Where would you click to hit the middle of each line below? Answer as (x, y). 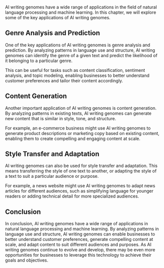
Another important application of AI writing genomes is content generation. (81, 108)
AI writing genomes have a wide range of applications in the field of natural (81, 7)
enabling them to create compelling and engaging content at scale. (73, 138)
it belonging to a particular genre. (39, 61)
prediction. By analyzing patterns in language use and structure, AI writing (80, 50)
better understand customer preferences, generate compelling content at (79, 239)
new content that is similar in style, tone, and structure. (61, 118)
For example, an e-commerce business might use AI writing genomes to (78, 128)
